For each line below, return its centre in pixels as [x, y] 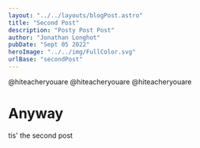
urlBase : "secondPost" [45, 60]
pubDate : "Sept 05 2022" [49, 45]
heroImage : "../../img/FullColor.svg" [72, 52]
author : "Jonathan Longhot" [55, 37]
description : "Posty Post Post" [61, 30]
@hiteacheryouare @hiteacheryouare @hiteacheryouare [100, 81]
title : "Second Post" [44, 23]
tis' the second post [41, 135]
